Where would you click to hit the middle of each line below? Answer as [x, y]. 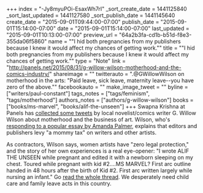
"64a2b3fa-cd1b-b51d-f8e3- [155, 35]
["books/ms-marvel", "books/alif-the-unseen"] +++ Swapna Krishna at [96, 106]
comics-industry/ [28, 74]
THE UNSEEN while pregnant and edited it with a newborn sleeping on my [100, 157]
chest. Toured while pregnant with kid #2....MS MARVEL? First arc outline [99, 164]
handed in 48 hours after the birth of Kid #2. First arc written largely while [99, 170]
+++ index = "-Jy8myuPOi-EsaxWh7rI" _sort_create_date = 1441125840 [97, 9]
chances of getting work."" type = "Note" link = [66, 61]
